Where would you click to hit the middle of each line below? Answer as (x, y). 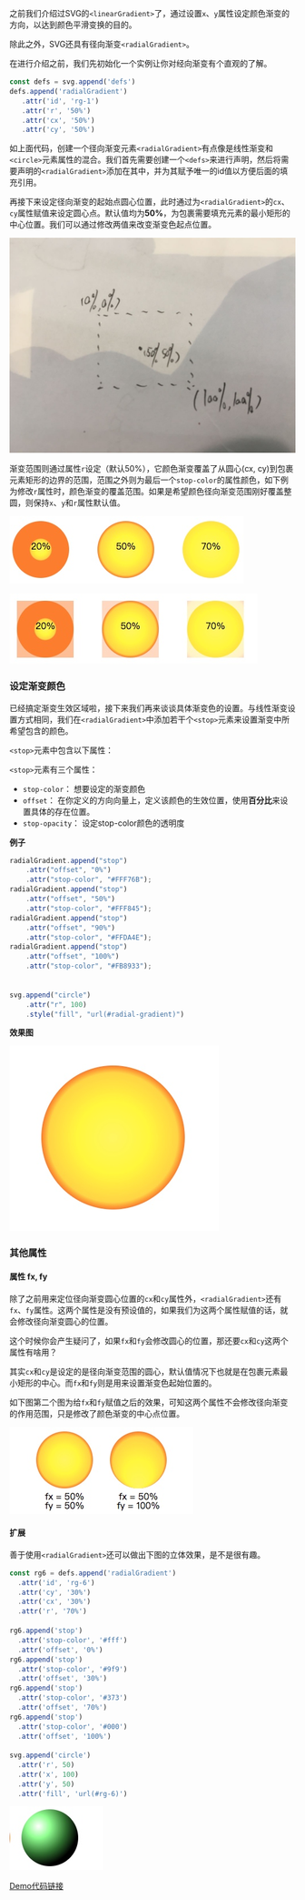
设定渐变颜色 (38, 686)
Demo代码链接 (36, 1885)
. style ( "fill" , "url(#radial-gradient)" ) (105, 1014)
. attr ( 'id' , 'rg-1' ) (60, 101)
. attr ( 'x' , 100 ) (48, 1775)
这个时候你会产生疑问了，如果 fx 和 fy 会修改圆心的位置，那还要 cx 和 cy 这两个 (149, 1340)
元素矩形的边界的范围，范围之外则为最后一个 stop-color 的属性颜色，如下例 (149, 480)
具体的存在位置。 (63, 811)
